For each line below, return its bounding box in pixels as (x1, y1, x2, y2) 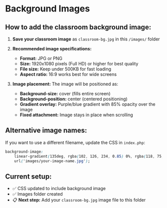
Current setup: (5, 172, 52, 181)
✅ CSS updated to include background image (12, 186, 106, 192)
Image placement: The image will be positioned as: (12, 81, 119, 87)
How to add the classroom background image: (5, 23, 152, 31)
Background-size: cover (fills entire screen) (19, 91, 111, 96)
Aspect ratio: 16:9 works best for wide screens (19, 71, 117, 77)
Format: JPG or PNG (19, 55, 63, 61)
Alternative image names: (5, 126, 87, 135)
